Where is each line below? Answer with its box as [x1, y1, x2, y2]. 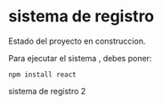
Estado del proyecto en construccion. [8, 36, 146, 46]
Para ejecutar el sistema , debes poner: [8, 52, 152, 63]
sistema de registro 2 [8, 85, 86, 96]
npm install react [8, 69, 77, 79]
